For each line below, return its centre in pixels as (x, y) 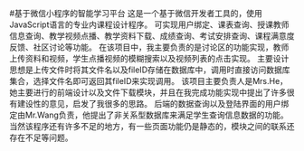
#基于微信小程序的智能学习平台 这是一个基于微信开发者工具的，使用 (136, 13)
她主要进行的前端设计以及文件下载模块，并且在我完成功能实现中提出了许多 (148, 92)
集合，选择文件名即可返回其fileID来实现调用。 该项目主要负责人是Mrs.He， (148, 81)
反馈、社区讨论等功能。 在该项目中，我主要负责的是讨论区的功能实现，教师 (149, 47)
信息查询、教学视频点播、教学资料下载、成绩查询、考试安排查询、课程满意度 (152, 36)
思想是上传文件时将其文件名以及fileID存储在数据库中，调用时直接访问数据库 (150, 70)
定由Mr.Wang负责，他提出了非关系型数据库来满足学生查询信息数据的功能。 (149, 115)
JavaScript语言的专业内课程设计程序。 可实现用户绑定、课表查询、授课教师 (149, 24)
